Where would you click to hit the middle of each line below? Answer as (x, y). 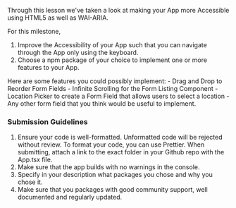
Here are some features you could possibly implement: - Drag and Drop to (115, 81)
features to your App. (48, 67)
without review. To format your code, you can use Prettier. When (111, 145)
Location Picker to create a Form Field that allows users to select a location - (118, 96)
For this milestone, (34, 31)
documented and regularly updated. (70, 197)
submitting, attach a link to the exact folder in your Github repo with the (121, 152)
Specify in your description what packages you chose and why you (115, 175)
